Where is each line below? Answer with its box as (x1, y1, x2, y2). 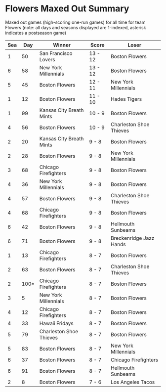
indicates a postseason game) (5, 30, 67, 36)
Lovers (39, 56, 55, 63)
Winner (52, 42, 71, 48)
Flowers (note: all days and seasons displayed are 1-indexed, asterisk (5, 24, 146, 30)
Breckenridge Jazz (110, 234, 155, 241)
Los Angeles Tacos (110, 379, 155, 386)
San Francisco (39, 50, 73, 57)
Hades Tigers (110, 95, 142, 102)
